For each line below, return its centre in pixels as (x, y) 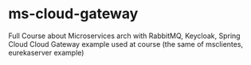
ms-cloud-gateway (73, 14)
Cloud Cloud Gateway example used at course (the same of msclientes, (126, 44)
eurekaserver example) (46, 52)
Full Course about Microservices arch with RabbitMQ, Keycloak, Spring (124, 36)
